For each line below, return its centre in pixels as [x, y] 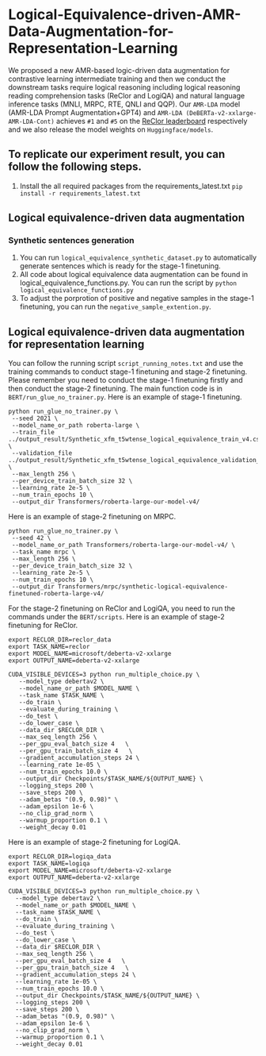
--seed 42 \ [31, 538]
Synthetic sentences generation [71, 241]
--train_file [33, 433]
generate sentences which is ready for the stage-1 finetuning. [120, 266]
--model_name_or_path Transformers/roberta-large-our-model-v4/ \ [123, 545]
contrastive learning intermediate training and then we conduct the [117, 79]
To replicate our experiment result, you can [117, 154]
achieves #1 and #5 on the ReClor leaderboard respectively [152, 121]
